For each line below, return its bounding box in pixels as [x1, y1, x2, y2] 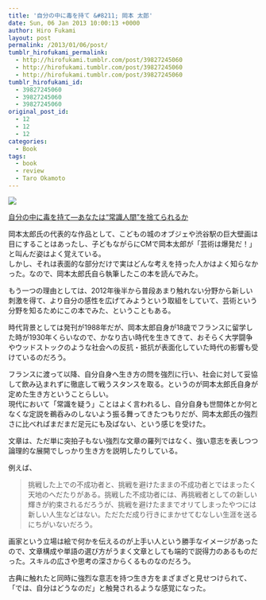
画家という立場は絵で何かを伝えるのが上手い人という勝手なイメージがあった [8, 536, 259, 546]
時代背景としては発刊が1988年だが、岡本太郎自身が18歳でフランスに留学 [8, 322, 246, 332]
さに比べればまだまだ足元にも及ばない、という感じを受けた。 [8, 419, 210, 428]
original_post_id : [8, 108, 69, 116]
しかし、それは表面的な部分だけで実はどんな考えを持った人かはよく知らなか [8, 259, 259, 268]
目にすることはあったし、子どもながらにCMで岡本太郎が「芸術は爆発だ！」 [8, 239, 256, 248]
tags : [8, 152, 26, 160]
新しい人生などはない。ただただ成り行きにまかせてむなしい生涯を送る [27, 509, 258, 519]
